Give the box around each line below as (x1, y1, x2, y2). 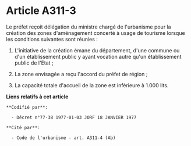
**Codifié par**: (6, 104, 48, 110)
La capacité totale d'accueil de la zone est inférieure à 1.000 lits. (14, 81, 169, 88)
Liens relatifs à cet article (6, 93, 69, 100)
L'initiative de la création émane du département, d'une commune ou (14, 47, 180, 54)
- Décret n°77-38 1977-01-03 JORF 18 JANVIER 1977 (11, 115, 137, 120)
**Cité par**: (6, 124, 41, 130)
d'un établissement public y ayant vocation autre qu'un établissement (14, 53, 182, 60)
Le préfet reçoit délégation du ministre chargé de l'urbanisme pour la (6, 23, 171, 30)
